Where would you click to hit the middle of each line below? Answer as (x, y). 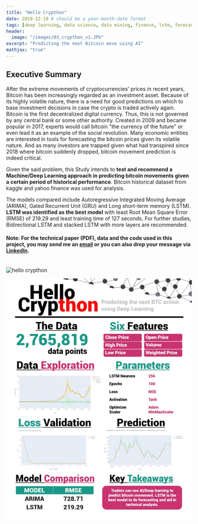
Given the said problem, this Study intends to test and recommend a (89, 169)
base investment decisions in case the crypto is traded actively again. (91, 108)
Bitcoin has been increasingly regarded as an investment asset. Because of (97, 95)
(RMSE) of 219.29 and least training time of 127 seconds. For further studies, (99, 218)
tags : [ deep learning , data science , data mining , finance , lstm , (89, 25)
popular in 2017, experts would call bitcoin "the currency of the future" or (95, 126)
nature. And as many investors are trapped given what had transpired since (98, 145)
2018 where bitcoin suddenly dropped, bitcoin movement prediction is (91, 151)
